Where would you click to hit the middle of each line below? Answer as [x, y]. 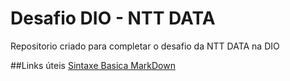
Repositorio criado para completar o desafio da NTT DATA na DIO [145, 46]
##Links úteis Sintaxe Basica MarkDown [93, 65]
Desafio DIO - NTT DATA [113, 18]
